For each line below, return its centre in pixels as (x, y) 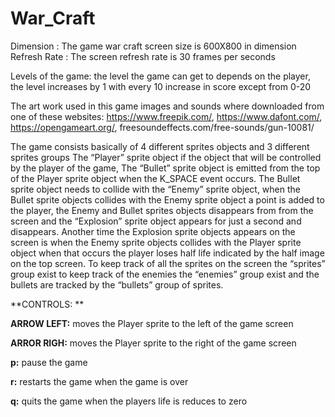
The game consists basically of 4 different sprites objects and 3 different (160, 146)
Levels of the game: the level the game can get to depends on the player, (160, 76)
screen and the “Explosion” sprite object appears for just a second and (156, 221)
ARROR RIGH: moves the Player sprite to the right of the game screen (153, 343)
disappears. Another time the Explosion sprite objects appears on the (153, 231)
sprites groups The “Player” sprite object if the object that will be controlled (166, 157)
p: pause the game (49, 362)
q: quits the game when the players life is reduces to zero (129, 401)
